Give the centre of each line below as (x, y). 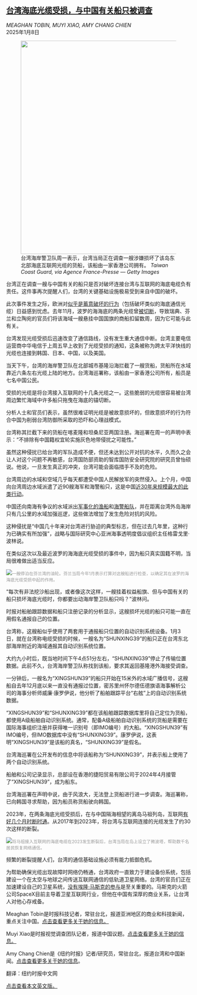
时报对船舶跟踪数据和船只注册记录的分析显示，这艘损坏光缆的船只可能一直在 (98, 611)
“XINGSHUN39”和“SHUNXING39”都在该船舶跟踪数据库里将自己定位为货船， (98, 712)
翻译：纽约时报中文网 (32, 973)
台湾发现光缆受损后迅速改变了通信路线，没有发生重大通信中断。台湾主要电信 (98, 338)
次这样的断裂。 (24, 828)
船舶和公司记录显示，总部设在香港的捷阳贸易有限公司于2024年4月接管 (91, 774)
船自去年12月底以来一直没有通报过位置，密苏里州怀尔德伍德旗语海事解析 (94, 685)
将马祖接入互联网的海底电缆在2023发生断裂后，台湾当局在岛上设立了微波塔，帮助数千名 (101, 842)
